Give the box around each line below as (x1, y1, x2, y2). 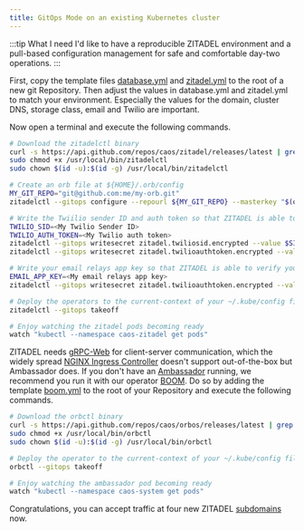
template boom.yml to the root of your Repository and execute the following (9, 385, 291, 396)
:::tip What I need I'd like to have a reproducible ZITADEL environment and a (9, 38, 291, 49)
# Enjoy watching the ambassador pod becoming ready (9, 478, 213, 488)
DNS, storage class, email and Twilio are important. (9, 103, 200, 114)
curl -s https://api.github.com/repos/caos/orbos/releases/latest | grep (9, 420, 294, 430)
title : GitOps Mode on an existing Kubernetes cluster (9, 13, 221, 23)
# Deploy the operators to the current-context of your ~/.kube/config (9, 296, 285, 306)
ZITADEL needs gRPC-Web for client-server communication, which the (9, 346, 273, 358)
